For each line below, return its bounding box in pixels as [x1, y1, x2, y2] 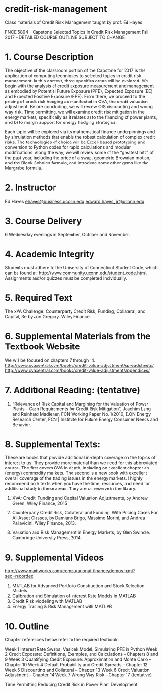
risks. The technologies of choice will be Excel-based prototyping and [5, 139, 145, 145]
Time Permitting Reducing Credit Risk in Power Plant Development [5, 682, 138, 688]
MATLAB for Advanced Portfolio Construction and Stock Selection [12, 583, 145, 589]
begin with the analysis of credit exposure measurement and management [5, 83, 154, 89]
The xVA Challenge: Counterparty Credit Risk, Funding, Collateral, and [5, 308, 146, 314]
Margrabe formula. [5, 165, 43, 171]
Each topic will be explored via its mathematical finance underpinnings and [5, 128, 155, 135]
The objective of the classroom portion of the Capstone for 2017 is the [5, 67, 146, 73]
